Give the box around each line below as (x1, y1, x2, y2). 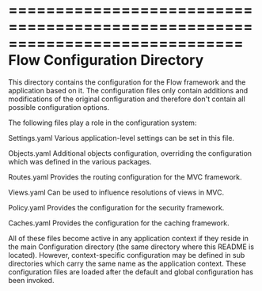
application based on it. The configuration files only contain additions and (8, 85, 248, 95)
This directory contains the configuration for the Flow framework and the (8, 77, 246, 87)
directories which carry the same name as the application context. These (8, 259, 247, 268)
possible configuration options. (8, 102, 110, 111)
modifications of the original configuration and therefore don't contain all (8, 94, 245, 104)
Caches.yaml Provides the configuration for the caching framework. (8, 218, 230, 228)
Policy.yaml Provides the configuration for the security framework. (8, 202, 225, 212)
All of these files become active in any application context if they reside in (8, 233, 249, 243)
